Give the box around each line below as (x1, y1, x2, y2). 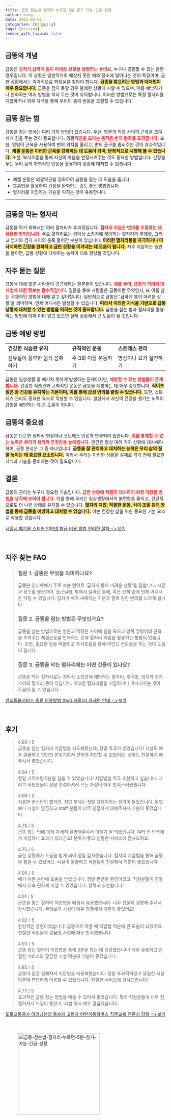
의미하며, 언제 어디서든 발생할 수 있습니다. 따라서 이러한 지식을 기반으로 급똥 (16, 300, 166, 306)
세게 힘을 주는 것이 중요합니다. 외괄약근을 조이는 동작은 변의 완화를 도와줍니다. (5, 135, 159, 141)
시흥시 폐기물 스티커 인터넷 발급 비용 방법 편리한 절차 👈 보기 (5, 525, 126, 531)
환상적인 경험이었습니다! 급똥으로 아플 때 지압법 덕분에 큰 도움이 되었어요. (17, 923, 163, 929)
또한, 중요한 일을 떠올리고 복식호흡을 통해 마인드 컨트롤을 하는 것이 (24, 641, 156, 647)
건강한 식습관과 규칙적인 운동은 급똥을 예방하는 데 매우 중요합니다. (20, 383, 151, 389)
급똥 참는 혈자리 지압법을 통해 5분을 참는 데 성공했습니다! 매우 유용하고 (17, 947, 158, 953)
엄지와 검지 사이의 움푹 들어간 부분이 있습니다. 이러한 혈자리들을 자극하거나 (10, 237, 159, 243)
